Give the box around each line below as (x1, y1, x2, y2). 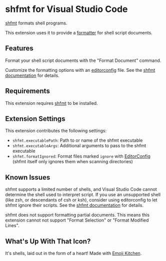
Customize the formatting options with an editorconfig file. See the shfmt (5, 67, 155, 73)
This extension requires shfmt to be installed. (5, 100, 98, 106)
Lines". (5, 223, 19, 229)
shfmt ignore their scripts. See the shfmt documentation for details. (5, 202, 144, 208)
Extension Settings (5, 114, 65, 123)
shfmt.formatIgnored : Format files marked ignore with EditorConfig (12, 153, 151, 159)
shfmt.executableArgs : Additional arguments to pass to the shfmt (12, 143, 146, 149)
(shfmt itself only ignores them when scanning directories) (12, 159, 133, 165)
